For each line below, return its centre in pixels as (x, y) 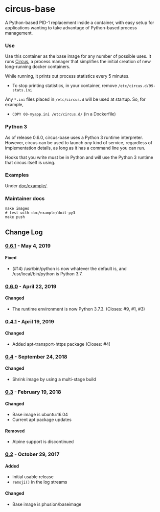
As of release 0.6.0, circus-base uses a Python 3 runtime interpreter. (74, 137)
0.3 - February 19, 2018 (33, 392)
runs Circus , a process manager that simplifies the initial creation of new (78, 62)
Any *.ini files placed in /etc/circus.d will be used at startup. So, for (75, 99)
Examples (17, 175)
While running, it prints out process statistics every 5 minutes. (67, 76)
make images (17, 209)
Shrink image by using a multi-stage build (54, 379)
